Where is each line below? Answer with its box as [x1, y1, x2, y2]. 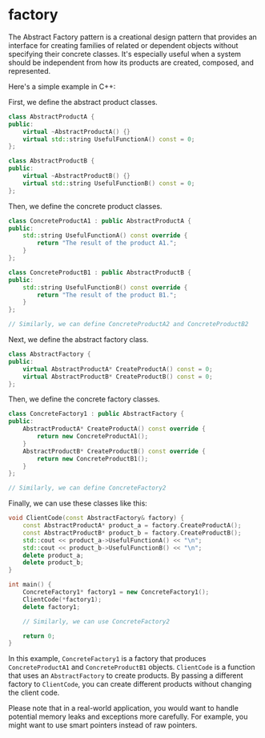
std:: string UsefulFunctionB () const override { [22, 283, 188, 292]
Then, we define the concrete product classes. [8, 201, 163, 211]
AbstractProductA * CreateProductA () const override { [22, 425, 206, 434]
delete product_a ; [22, 551, 84, 559]
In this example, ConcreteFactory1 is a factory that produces [8, 654, 207, 663]
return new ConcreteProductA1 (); [37, 433, 149, 441]
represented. [8, 66, 51, 75]
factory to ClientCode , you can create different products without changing [8, 680, 252, 689]
